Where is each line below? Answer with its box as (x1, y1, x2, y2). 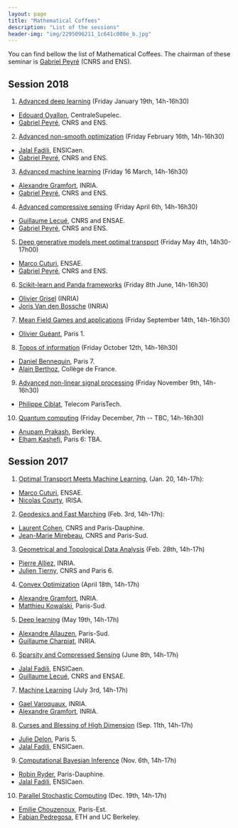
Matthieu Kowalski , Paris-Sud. (18, 601, 107, 610)
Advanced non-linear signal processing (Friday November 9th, (18, 378, 202, 387)
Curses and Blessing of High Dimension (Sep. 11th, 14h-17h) (18, 720, 194, 729)
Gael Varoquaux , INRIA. (18, 699, 87, 708)
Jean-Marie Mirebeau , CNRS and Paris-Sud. (18, 531, 148, 539)
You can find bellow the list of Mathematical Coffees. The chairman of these (8, 50, 231, 58)
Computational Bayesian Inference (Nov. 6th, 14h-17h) (18, 756, 177, 765)
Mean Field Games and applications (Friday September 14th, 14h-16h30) (18, 316, 230, 324)
